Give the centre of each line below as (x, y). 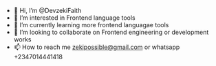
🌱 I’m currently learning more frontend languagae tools (91, 25)
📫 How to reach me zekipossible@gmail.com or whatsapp (97, 47)
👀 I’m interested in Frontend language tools (74, 18)
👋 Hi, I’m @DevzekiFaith (47, 11)
